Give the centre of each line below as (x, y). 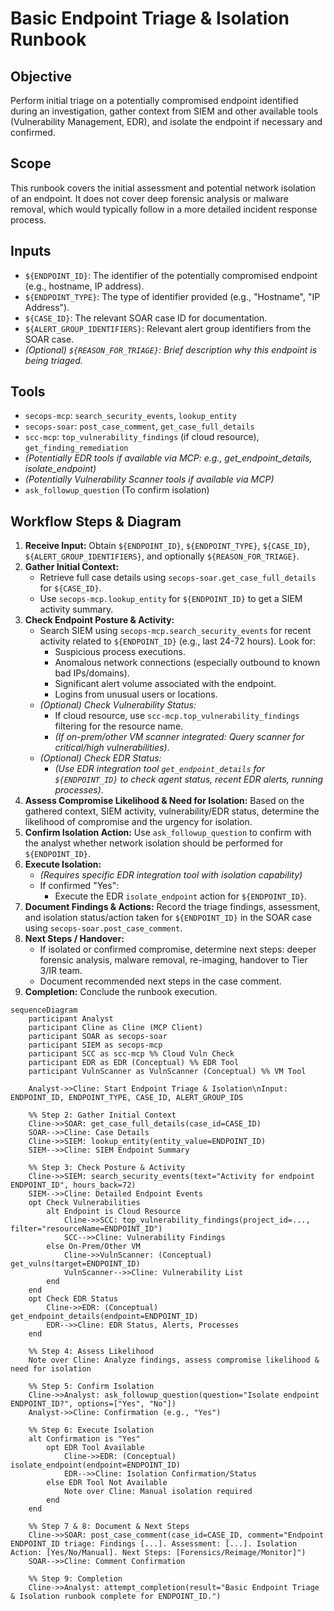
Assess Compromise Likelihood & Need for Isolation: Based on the (164, 801)
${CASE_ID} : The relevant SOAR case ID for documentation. (146, 318)
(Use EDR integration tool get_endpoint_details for (159, 769)
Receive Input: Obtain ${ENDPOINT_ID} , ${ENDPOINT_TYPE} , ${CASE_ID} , (167, 546)
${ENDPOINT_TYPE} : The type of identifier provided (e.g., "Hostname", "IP (172, 296)
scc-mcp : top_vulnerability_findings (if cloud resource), (142, 437)
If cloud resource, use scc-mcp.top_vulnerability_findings (177, 716)
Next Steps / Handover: (74, 939)
